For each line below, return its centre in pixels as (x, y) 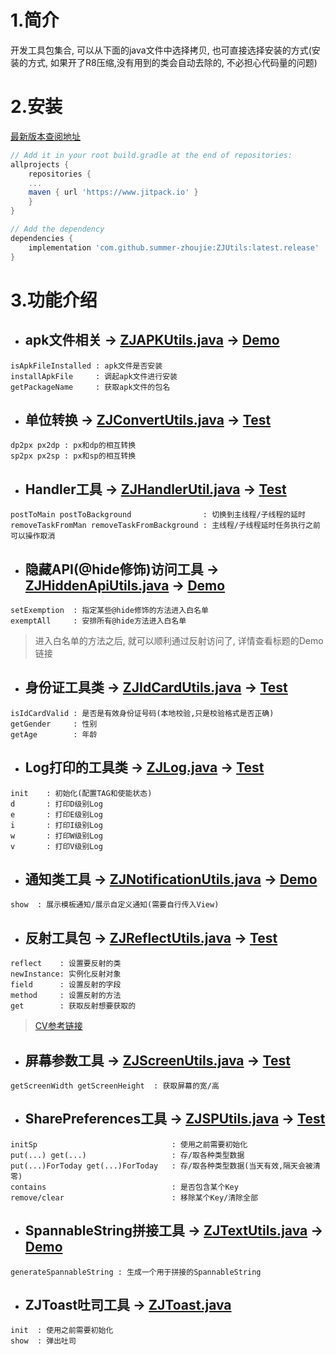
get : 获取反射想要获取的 (73, 1006)
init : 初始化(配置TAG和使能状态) (81, 793)
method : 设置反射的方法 (66, 996)
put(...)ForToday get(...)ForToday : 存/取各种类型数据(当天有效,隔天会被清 (165, 1166)
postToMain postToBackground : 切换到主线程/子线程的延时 (158, 515)
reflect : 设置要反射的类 (66, 964)
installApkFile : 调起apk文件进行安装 (94, 376)
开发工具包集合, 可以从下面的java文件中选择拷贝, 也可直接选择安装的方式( (161, 50)
